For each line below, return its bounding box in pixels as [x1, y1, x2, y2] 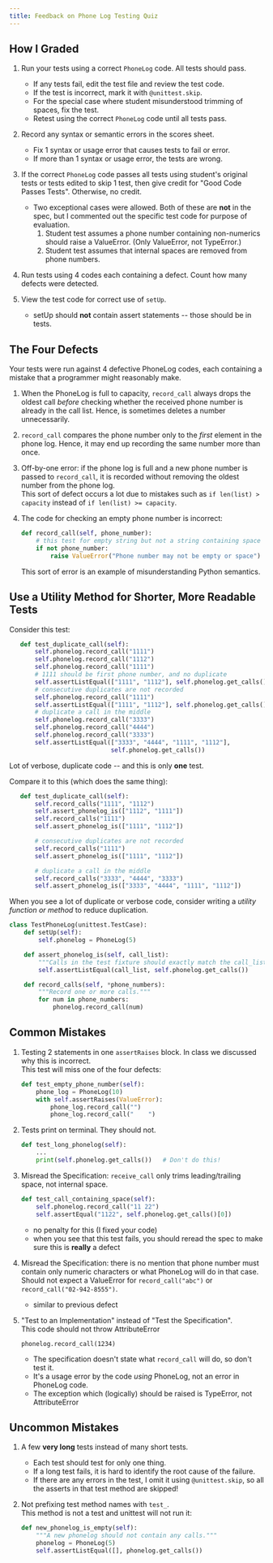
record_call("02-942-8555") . [20, 1283, 118, 1293]
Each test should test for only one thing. [32, 1458, 167, 1468]
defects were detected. [20, 279, 100, 289]
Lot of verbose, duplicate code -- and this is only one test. [9, 761, 204, 771]
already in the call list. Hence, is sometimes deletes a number [20, 406, 226, 415]
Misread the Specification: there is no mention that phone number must [20, 1257, 260, 1268]
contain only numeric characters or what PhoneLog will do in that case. [20, 1266, 259, 1276]
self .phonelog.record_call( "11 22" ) [36, 1202, 160, 1211]
